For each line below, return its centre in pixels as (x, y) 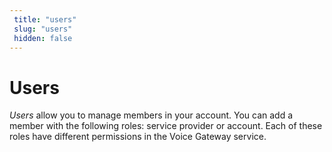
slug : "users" (43, 29)
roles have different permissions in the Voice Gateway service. (138, 137)
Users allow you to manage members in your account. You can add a (151, 115)
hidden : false (43, 38)
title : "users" (45, 19)
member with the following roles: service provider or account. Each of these (166, 126)
